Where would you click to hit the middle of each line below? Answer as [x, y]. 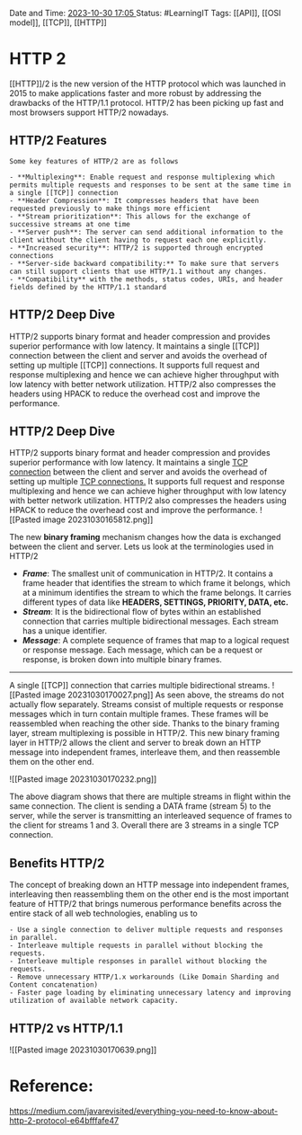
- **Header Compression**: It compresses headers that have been [134, 200]
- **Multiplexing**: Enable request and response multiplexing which [142, 177]
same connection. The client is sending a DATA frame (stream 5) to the [140, 806]
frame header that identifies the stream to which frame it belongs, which [156, 583]
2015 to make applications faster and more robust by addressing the [136, 93]
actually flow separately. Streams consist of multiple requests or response [147, 705]
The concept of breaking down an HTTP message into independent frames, [149, 885]
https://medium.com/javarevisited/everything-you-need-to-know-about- [144, 1111]
